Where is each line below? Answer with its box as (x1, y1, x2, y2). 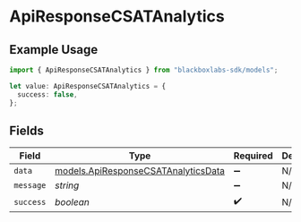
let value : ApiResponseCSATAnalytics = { (9, 81, 167, 90)
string (55, 179, 80, 192)
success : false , (17, 90, 78, 99)
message (13, 181, 47, 191)
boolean (55, 195, 90, 208)
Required (233, 149, 273, 162)
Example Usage (9, 42, 99, 57)
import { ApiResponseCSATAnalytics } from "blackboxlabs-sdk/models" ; (9, 65, 279, 74)
